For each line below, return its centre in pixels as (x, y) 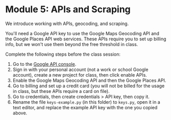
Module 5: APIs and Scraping (68, 9)
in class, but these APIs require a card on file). (61, 91)
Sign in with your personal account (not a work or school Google (80, 69)
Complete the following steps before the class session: (63, 54)
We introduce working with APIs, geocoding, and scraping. (67, 23)
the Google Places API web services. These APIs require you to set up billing (86, 39)
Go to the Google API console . (44, 64)
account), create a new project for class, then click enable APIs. (80, 75)
